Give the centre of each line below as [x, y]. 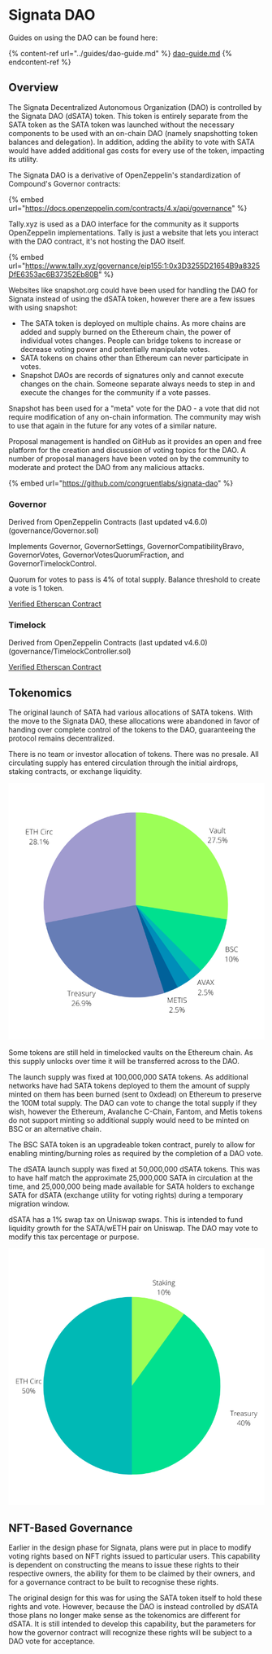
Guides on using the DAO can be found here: [83, 37]
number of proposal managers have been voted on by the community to [129, 459]
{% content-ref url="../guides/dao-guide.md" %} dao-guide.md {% [121, 53]
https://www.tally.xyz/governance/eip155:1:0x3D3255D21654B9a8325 [142, 266]
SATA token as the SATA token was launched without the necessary [121, 125]
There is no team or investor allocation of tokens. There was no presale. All [134, 754]
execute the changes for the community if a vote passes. [115, 392]
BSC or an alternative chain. [55, 1129]
